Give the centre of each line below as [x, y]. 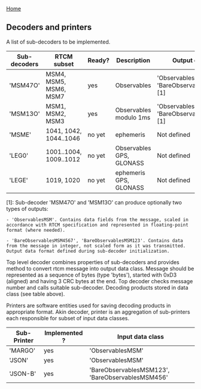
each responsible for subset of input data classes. [68, 318]
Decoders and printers [49, 27]
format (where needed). [36, 230]
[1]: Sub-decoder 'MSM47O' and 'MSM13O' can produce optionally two [94, 202]
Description [133, 60]
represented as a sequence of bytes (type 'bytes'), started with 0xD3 [92, 275]
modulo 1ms [133, 117]
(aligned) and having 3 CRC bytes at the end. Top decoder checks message [100, 281]
